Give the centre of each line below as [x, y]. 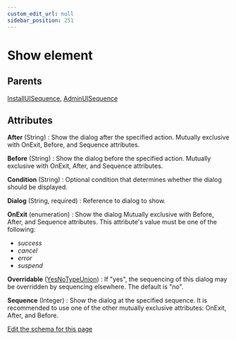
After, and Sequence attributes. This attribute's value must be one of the [112, 222]
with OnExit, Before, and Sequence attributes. [74, 145]
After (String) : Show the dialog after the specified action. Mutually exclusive [118, 138]
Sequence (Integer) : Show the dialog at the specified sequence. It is [107, 300]
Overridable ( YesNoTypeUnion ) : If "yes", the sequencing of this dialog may [117, 279]
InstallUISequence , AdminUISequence [63, 98]
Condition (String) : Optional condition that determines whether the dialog [114, 180]
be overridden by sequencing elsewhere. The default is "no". [95, 287]
